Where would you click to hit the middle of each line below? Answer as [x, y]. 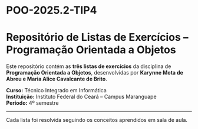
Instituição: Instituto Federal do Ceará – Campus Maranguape [82, 97]
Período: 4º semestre [32, 103]
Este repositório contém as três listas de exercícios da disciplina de [89, 66]
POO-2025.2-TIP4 [52, 10]
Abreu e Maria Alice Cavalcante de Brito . [57, 79]
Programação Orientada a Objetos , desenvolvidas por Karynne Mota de [95, 73]
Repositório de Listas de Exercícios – [97, 38]
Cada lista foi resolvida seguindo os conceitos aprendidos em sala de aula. [97, 120]
